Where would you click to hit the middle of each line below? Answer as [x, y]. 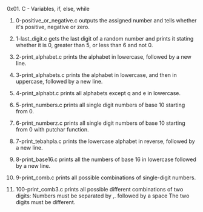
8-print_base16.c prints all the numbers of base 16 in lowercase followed [106, 159]
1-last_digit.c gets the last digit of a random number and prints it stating [105, 38]
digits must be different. [45, 202]
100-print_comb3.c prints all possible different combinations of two [99, 189]
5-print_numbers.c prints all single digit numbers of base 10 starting [100, 105]
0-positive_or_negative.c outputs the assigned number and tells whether [106, 20]
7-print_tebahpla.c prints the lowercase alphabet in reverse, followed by [105, 141]
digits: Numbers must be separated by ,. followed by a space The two [102, 196]
